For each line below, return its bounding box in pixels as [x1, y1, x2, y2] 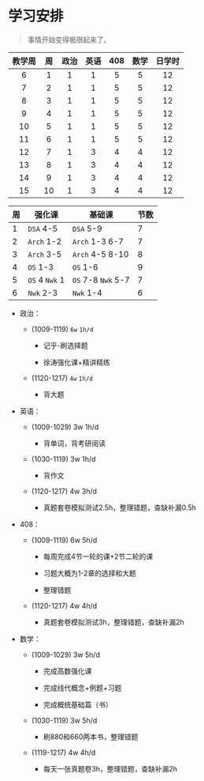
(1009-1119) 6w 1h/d [31, 324, 94, 334]
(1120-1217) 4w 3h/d [31, 486, 97, 496]
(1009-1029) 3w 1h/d [31, 422, 99, 432]
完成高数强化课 [43, 666, 92, 676]
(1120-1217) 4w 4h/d [31, 601, 98, 610]
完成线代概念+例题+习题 [43, 683, 122, 692]
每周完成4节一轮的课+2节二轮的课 [43, 551, 154, 561]
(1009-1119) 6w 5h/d [31, 535, 98, 545]
